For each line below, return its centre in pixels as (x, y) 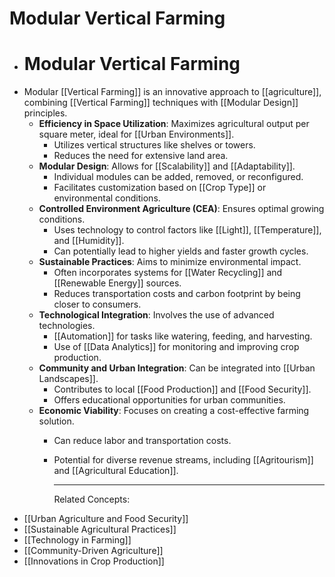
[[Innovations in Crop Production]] (94, 561)
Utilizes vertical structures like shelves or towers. (154, 145)
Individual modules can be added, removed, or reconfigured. (178, 177)
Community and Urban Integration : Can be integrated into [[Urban (177, 368)
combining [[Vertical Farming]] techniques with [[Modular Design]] (161, 103)
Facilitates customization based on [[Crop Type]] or (160, 188)
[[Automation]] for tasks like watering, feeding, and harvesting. (183, 336)
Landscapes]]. (68, 379)
